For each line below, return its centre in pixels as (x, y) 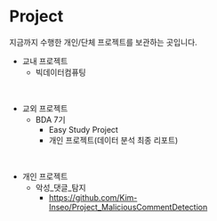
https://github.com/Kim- (93, 197)
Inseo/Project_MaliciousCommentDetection (128, 207)
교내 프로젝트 (45, 61)
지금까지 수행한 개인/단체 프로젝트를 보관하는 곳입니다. (103, 42)
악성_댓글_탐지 (60, 187)
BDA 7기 (50, 119)
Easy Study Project (83, 129)
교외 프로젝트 (45, 108)
